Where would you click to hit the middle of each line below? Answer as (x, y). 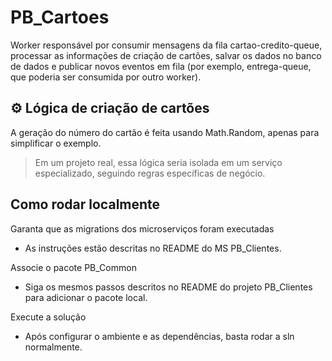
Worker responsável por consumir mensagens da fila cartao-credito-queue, (166, 45)
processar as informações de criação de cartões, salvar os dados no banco (166, 55)
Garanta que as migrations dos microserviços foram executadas (142, 228)
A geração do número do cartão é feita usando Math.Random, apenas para (165, 132)
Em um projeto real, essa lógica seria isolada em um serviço (158, 162)
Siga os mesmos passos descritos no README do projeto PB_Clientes (168, 287)
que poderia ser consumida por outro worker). (106, 77)
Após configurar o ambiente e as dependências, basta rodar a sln (159, 336)
